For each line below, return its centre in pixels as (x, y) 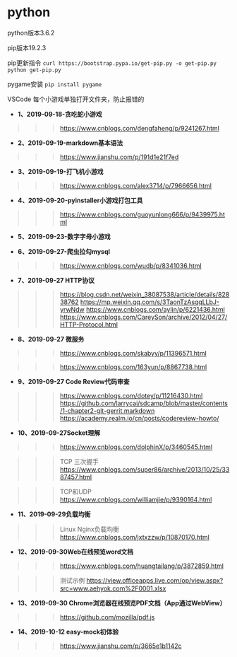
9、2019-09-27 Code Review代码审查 (73, 381)
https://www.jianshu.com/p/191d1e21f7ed (119, 157)
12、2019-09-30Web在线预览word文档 (75, 552)
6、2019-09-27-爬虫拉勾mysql (64, 251)
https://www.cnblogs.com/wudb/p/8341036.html (131, 265)
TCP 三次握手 (79, 461)
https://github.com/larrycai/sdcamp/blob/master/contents (144, 403)
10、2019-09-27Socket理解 (59, 433)
